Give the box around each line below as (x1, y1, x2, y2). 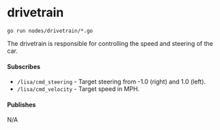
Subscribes (7, 62, 41, 70)
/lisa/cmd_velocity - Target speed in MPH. (16, 85, 140, 93)
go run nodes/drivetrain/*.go (7, 27, 94, 34)
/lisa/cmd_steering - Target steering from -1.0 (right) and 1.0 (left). (16, 77, 206, 86)
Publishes (7, 101, 36, 109)
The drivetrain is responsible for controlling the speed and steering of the (7, 39, 213, 47)
